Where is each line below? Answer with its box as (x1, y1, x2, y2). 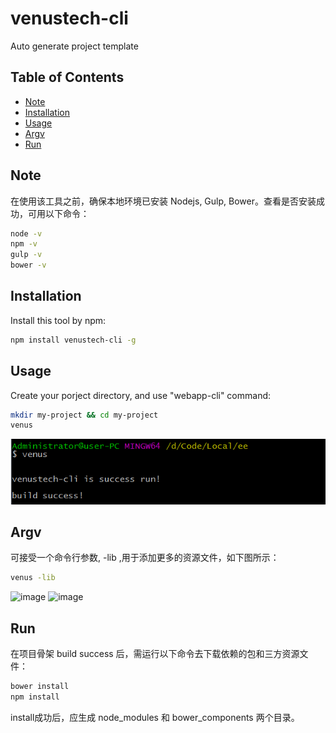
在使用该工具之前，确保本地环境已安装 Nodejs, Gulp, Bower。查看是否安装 (10, 195, 317, 207)
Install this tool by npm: (10, 314, 107, 326)
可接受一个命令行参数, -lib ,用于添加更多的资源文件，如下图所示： (10, 552, 280, 564)
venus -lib (10, 573, 56, 583)
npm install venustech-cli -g (10, 335, 137, 345)
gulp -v (10, 250, 43, 260)
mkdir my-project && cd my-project (10, 410, 159, 420)
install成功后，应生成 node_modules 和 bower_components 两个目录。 (10, 711, 300, 723)
